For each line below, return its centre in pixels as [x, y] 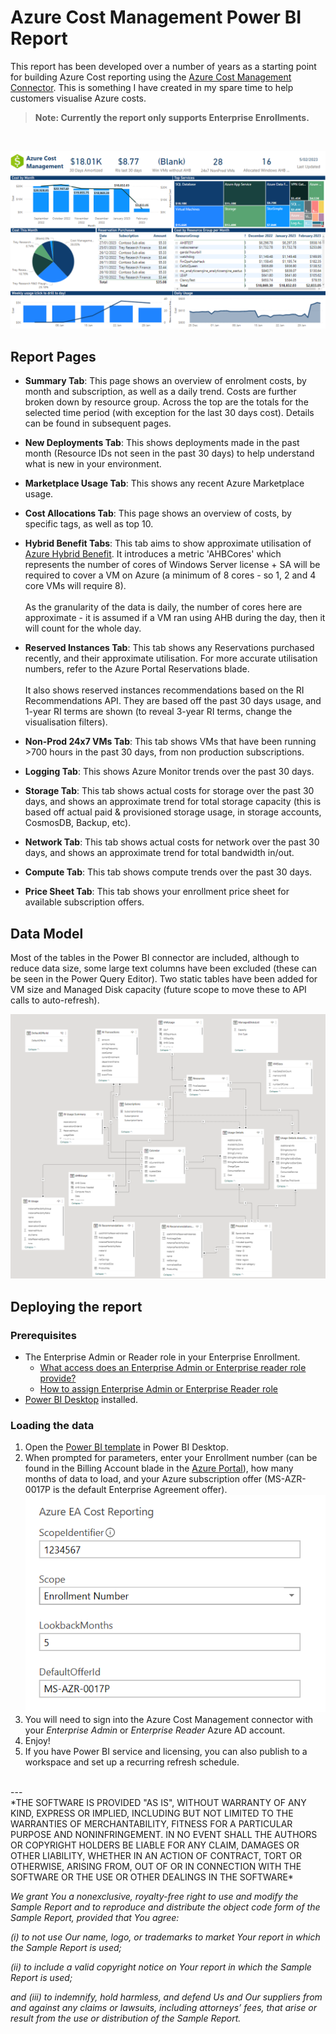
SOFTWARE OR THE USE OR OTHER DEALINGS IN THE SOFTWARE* [152, 1877]
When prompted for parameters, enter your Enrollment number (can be [171, 1458]
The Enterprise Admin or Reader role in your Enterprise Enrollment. [162, 1357]
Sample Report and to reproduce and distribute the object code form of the [165, 1907]
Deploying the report [76, 1306]
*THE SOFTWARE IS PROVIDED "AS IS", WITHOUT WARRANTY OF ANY [158, 1802]
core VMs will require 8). [75, 586]
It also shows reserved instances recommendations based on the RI [164, 690]
